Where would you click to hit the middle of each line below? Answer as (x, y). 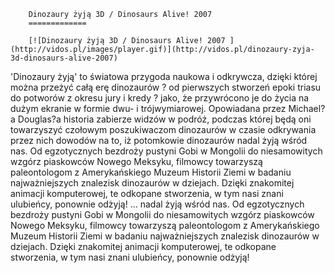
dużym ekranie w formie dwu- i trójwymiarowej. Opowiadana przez (148, 108)
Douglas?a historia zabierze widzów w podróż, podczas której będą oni (164, 119)
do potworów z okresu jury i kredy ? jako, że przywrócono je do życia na (160, 98)
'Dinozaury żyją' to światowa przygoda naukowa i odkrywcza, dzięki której (164, 76)
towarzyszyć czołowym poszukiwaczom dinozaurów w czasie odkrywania (163, 129)
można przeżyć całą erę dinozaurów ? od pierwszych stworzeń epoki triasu (166, 87)
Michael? (307, 108)
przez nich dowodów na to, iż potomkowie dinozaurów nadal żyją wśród (159, 140)
